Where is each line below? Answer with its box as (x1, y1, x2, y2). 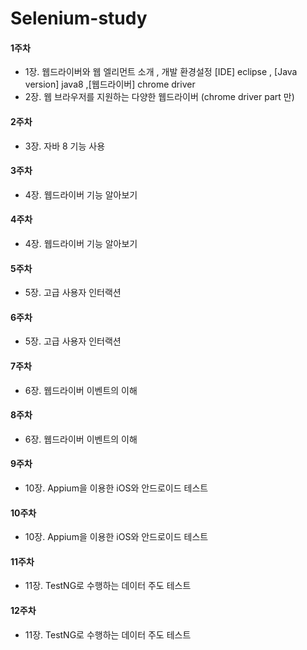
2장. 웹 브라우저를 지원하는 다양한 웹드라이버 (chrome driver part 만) (24, 91, 295, 103)
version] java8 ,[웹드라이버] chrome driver (24, 78, 196, 91)
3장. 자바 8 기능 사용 (24, 140, 106, 152)
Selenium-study (10, 7, 148, 30)
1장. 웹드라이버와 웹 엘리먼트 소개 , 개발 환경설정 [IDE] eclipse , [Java (24, 66, 298, 78)
